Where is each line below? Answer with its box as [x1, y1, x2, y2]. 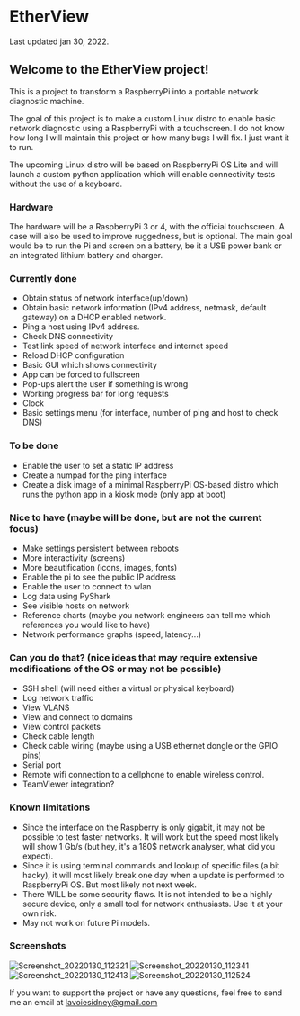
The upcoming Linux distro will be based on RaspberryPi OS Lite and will [9, 159, 278, 170]
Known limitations [9, 801, 91, 814]
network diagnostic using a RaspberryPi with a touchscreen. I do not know [9, 122, 285, 133]
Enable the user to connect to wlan [22, 580, 152, 591]
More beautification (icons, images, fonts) [22, 562, 178, 572]
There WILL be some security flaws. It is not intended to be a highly [22, 888, 273, 899]
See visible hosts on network [22, 600, 130, 611]
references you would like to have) [22, 619, 151, 630]
